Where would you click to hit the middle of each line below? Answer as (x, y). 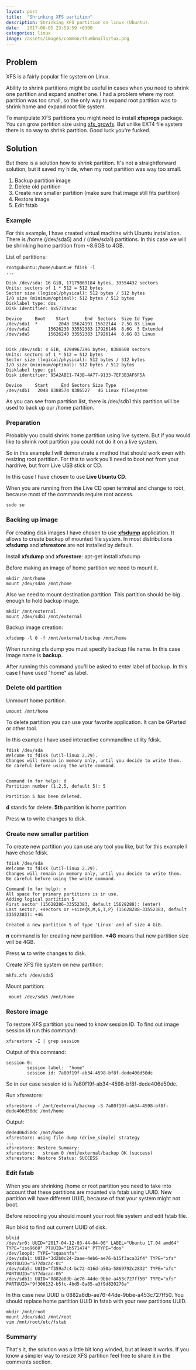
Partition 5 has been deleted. (44, 796)
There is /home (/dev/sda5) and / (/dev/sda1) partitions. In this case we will (96, 239)
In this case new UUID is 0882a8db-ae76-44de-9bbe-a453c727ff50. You (95, 1295)
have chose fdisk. (27, 853)
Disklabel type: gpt (31, 370)
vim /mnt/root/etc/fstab (36, 1322)
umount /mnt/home (27, 711)
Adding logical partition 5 (40, 899)
